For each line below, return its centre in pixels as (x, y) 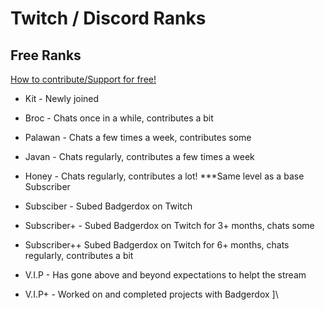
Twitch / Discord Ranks (108, 18)
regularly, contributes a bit (79, 255)
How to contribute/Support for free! (83, 79)
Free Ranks (46, 55)
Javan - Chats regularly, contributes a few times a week (139, 156)
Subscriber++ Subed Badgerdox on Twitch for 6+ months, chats (157, 245)
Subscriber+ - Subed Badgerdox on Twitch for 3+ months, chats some (169, 225)
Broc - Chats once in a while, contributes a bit (119, 118)
